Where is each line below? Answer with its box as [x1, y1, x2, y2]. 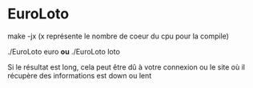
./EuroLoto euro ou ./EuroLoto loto [7, 46, 121, 56]
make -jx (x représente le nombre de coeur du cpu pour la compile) [7, 31, 230, 41]
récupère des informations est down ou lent [7, 70, 152, 80]
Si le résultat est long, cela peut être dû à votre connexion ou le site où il [7, 62, 246, 72]
